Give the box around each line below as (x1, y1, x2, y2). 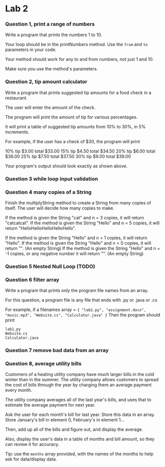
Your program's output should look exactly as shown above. (5, 163, 128, 169)
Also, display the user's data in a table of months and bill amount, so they (5, 436, 155, 442)
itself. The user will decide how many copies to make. (5, 205, 115, 211)
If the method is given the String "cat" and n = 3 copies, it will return (5, 215, 144, 220)
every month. (5, 387, 32, 393)
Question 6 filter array (5, 276, 59, 283)
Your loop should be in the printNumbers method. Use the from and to (5, 42, 148, 48)
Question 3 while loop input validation (5, 175, 98, 182)
